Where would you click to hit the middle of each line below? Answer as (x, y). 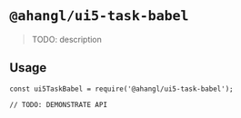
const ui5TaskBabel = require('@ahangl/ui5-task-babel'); (121, 89)
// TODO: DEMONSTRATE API (58, 104)
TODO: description (67, 39)
